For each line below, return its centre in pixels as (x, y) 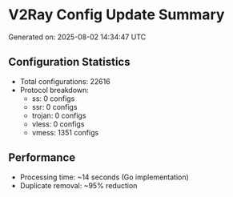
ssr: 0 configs (54, 107)
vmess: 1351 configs (65, 132)
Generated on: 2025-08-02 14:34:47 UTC (77, 37)
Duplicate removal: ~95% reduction (78, 185)
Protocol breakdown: (54, 90)
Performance (42, 158)
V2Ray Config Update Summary (116, 15)
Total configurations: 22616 (65, 81)
